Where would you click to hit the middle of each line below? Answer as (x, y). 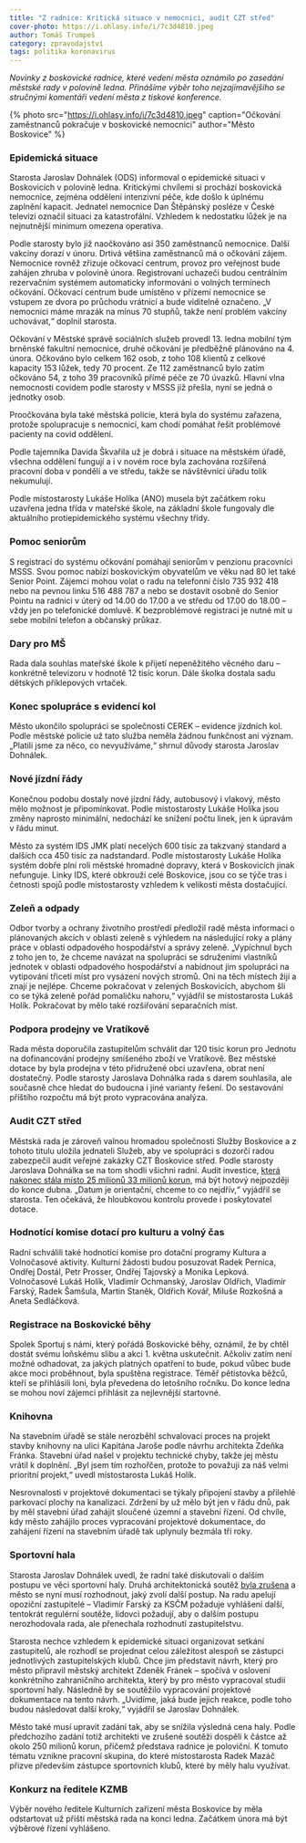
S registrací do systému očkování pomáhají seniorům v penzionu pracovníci (151, 561)
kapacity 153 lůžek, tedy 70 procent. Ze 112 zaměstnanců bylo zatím (137, 368)
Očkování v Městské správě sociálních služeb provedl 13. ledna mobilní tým (151, 339)
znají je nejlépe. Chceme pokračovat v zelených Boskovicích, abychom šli (148, 985)
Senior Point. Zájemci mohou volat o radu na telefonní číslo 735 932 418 (144, 581)
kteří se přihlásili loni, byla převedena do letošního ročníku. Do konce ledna (150, 1383)
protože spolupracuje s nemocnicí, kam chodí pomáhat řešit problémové (145, 424)
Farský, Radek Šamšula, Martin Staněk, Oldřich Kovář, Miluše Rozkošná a (146, 1291)
